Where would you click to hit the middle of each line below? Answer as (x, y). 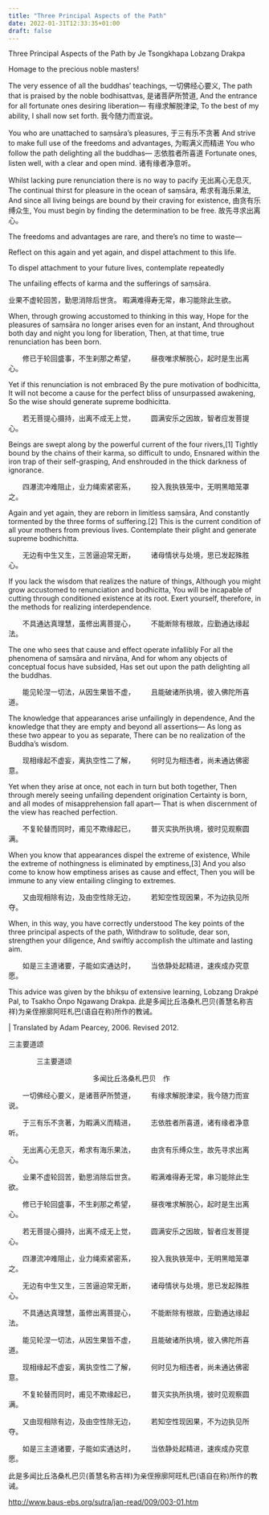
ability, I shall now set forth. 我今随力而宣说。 (83, 116)
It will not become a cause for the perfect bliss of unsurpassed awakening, (132, 393)
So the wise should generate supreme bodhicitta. (90, 402)
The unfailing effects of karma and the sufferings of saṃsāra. (110, 283)
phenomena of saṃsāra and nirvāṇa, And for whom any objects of (118, 658)
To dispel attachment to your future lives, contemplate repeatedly (116, 268)
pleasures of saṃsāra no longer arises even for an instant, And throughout (131, 325)
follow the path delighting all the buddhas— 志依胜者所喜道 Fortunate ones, (133, 153)
